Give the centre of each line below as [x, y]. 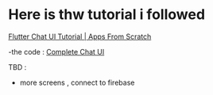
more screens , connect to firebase [77, 82]
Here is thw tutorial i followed [106, 15]
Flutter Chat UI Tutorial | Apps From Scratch [80, 36]
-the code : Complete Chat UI [56, 51]
